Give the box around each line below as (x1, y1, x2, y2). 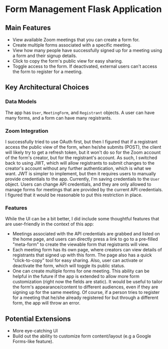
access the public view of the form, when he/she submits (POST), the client (5, 144, 161, 150)
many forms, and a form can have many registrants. (5, 115, 112, 121)
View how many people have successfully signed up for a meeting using (12, 48, 162, 53)
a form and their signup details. (12, 53, 77, 59)
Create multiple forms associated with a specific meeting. (12, 42, 132, 48)
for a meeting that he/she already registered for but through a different (12, 294, 159, 301)
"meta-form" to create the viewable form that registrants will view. (12, 241, 149, 247)
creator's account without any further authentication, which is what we (5, 165, 151, 171)
